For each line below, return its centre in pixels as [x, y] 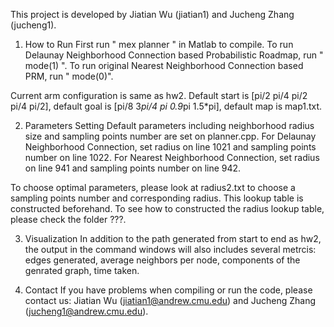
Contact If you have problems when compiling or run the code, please [168, 290]
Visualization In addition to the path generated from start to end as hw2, [173, 238]
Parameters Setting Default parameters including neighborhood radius [169, 125]
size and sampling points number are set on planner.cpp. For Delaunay [170, 136]
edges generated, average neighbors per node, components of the [162, 260]
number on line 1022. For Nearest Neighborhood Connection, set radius [172, 157]
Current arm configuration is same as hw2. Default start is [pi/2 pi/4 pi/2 [159, 95]
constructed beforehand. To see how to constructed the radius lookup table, [167, 208]
